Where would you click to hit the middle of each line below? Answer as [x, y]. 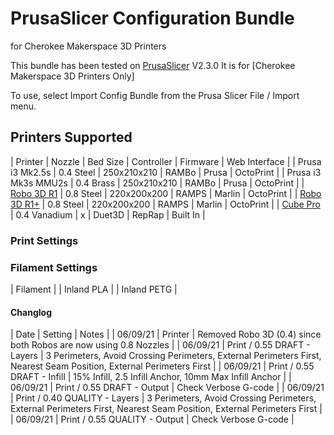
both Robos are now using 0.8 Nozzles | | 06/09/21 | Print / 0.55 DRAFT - [160, 345]
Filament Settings [54, 267]
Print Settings [44, 240]
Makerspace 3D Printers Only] [72, 76]
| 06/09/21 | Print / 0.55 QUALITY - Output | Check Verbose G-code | [152, 419]
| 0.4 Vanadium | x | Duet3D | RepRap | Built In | [108, 214]
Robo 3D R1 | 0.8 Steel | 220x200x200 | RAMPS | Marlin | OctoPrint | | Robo [166, 193]
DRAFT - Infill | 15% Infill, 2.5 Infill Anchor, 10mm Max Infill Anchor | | [151, 377]
